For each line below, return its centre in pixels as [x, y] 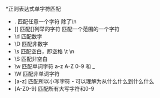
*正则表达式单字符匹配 [33, 9]
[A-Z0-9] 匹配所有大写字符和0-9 [54, 89]
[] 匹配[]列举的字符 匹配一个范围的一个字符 [67, 29]
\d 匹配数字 [28, 36]
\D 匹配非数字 [31, 44]
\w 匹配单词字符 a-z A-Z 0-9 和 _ [55, 66]
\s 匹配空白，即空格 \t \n [44, 51]
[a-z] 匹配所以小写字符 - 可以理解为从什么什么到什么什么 [84, 81]
